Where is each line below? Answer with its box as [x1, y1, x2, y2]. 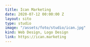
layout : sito [5, 16, 32, 21]
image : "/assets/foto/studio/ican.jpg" [5, 25, 86, 30]
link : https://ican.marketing [5, 35, 67, 40]
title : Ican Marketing [5, 7, 51, 12]
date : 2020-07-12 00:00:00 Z [5, 12, 64, 17]
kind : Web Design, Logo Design [5, 30, 69, 35]
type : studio [5, 21, 32, 26]
